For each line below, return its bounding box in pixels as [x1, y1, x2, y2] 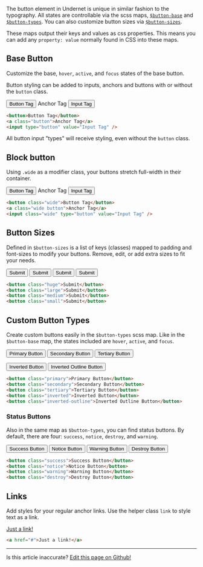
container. [6, 175, 31, 182]
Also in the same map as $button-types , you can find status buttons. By [6, 426, 184, 433]
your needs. [6, 256, 36, 264]
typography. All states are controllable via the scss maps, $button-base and [6, 11, 193, 19]
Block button [6, 152, 56, 163]
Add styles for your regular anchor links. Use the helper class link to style [6, 507, 191, 514]
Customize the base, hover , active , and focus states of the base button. [6, 70, 185, 77]
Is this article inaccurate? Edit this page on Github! [6, 553, 132, 561]
